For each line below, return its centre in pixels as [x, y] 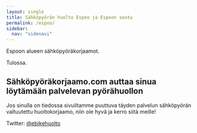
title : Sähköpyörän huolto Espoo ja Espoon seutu [70, 17]
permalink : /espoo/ [31, 23]
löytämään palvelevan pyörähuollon [75, 91]
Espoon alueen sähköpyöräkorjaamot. [53, 51]
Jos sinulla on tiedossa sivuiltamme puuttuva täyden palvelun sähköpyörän [99, 105]
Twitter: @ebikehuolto [33, 123]
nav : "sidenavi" [32, 34]
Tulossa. [17, 63]
